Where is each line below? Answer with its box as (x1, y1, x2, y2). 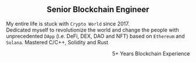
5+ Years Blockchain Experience (112, 50, 190, 57)
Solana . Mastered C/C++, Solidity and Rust (6, 38, 108, 45)
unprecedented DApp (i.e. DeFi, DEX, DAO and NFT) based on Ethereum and (6, 32, 185, 40)
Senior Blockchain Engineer (46, 5, 150, 15)
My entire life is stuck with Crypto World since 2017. (6, 20, 130, 27)
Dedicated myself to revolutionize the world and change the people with (6, 26, 179, 33)
